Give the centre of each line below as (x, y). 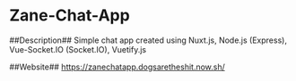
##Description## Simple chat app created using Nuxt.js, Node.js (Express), (148, 40)
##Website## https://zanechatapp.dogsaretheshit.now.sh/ (118, 67)
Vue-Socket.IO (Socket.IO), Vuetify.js (78, 49)
